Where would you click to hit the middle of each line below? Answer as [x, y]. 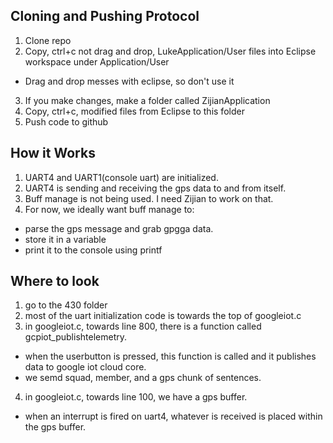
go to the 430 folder [66, 305]
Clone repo [48, 40]
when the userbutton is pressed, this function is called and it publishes [170, 356]
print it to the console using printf [93, 250]
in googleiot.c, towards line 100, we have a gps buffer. [136, 397]
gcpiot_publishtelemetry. [75, 337]
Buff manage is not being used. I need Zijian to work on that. [149, 198]
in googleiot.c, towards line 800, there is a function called [143, 326]
